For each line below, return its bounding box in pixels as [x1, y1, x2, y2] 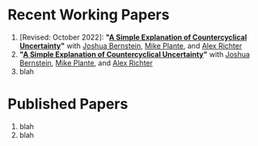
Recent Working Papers [7, 6, 170, 24]
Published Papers [7, 95, 129, 114]
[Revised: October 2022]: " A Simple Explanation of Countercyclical [19, 32, 247, 42]
